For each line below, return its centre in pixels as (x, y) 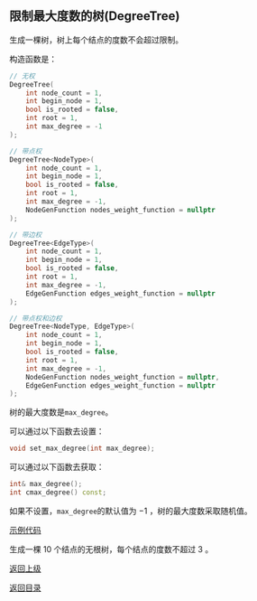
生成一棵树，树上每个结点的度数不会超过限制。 (96, 40)
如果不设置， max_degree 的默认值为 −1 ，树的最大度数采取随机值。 (131, 511)
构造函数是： (33, 59)
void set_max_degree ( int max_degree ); (82, 449)
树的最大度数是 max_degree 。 (61, 412)
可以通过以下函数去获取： (57, 467)
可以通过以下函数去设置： (57, 431)
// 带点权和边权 (36, 318)
